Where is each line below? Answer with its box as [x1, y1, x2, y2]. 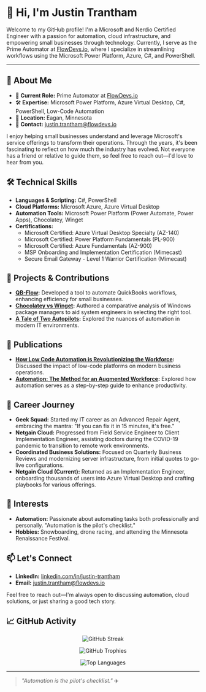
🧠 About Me [6, 75, 52, 86]
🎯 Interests [6, 499, 49, 509]
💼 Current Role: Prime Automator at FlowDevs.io [15, 91, 138, 99]
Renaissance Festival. [15, 534, 71, 542]
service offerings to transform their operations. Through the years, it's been [6, 139, 198, 146]
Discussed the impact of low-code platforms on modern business [15, 362, 181, 370]
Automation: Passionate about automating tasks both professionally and [15, 515, 199, 522]
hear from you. [6, 158, 44, 166]
